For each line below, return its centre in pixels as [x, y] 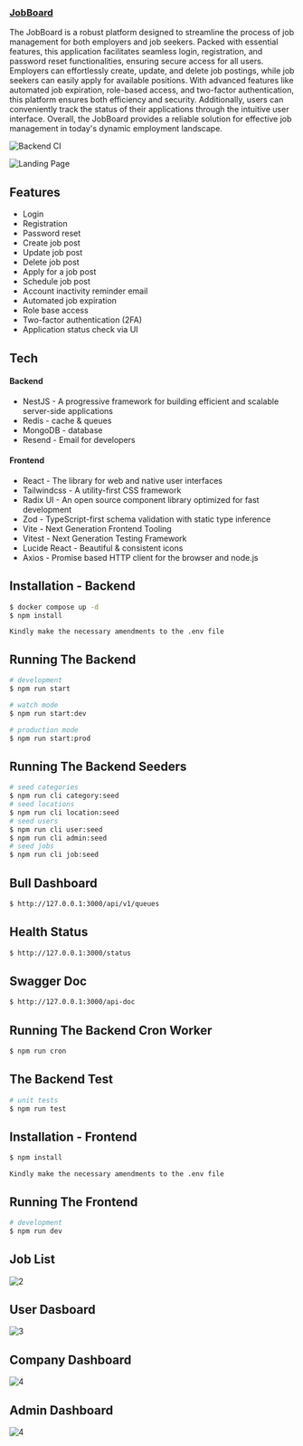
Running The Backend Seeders [98, 766]
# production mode [44, 730]
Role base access [55, 311]
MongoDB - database [62, 430]
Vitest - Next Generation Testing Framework [104, 538]
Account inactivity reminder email [85, 291]
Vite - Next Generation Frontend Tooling [97, 528]
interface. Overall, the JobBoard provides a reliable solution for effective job [151, 119]
